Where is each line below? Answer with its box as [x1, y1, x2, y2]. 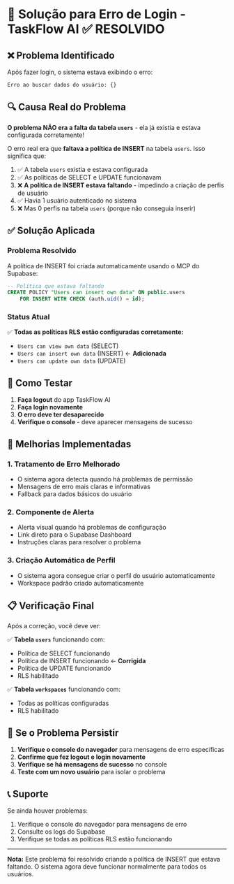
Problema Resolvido [7, 246, 77, 256]
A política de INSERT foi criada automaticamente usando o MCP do [7, 261, 200, 270]
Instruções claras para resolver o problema [17, 538, 141, 546]
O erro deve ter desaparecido [17, 410, 104, 419]
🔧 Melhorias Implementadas [7, 438, 132, 450]
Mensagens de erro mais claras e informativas [17, 482, 151, 491]
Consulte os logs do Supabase [17, 827, 106, 836]
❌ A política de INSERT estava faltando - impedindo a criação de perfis [17, 181, 224, 189]
